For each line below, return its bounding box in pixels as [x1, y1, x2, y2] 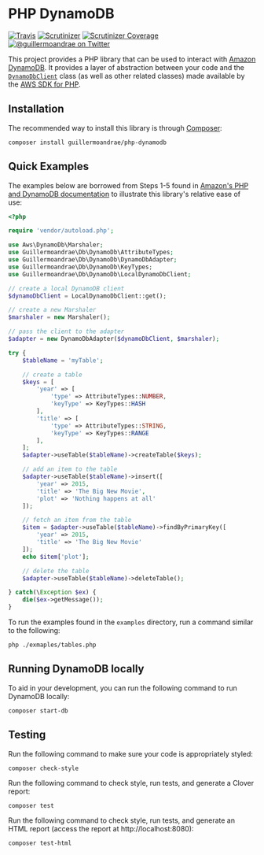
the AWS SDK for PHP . [8, 80, 81, 89]
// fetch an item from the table [22, 516, 132, 524]
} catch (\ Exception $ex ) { [8, 588, 97, 597]
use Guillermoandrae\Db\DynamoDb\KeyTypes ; [8, 263, 153, 271]
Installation [8, 102, 64, 116]
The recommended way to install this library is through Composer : [8, 123, 222, 132]
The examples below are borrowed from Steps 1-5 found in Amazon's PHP [8, 180, 249, 190]
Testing [8, 728, 46, 742]
